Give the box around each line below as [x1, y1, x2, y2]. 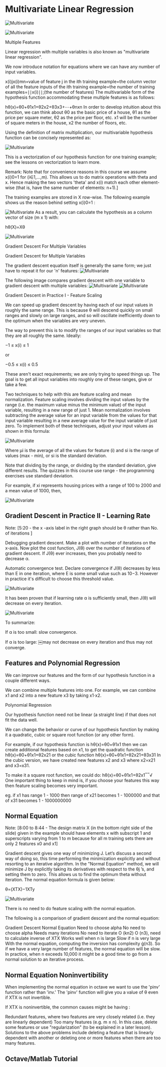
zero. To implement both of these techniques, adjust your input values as [5, 423, 154, 429]
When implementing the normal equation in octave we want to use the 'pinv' [5, 984, 160, 990]
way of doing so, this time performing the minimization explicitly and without [5, 856, 161, 862]
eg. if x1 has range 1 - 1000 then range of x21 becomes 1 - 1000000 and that [5, 792, 160, 798]
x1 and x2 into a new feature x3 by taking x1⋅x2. [5, 692, 102, 698]
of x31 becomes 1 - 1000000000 [5, 798, 72, 803]
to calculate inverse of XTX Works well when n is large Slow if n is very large [5, 935, 161, 941]
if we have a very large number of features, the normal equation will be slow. [5, 946, 161, 952]
